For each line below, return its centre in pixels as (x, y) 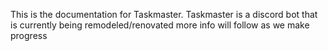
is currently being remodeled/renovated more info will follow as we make (160, 25)
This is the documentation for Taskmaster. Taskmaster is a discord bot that (164, 14)
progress (29, 35)
